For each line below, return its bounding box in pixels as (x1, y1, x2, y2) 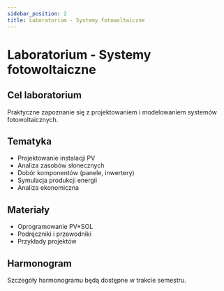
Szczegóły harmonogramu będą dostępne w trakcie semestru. (7, 276, 186, 284)
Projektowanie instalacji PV (17, 154, 96, 163)
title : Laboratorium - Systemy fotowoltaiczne (7, 17, 145, 24)
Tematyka (7, 135, 52, 147)
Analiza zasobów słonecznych (17, 161, 105, 170)
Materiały (7, 204, 50, 216)
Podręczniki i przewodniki (17, 230, 92, 238)
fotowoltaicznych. (7, 115, 59, 124)
